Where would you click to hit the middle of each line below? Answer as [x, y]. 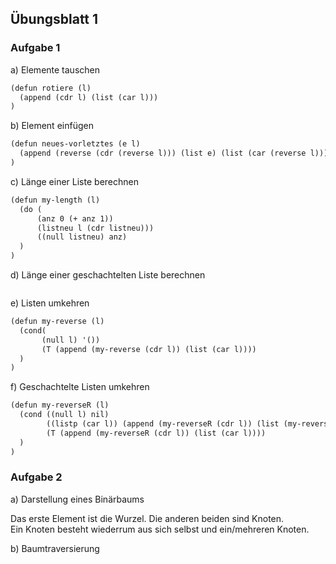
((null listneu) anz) [82, 237]
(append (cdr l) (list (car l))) [89, 97]
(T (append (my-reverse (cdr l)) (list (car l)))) [149, 349]
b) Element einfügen [52, 126]
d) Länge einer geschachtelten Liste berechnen [108, 275]
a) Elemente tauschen [55, 69]
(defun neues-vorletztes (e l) [75, 144]
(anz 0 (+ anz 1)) [75, 218]
